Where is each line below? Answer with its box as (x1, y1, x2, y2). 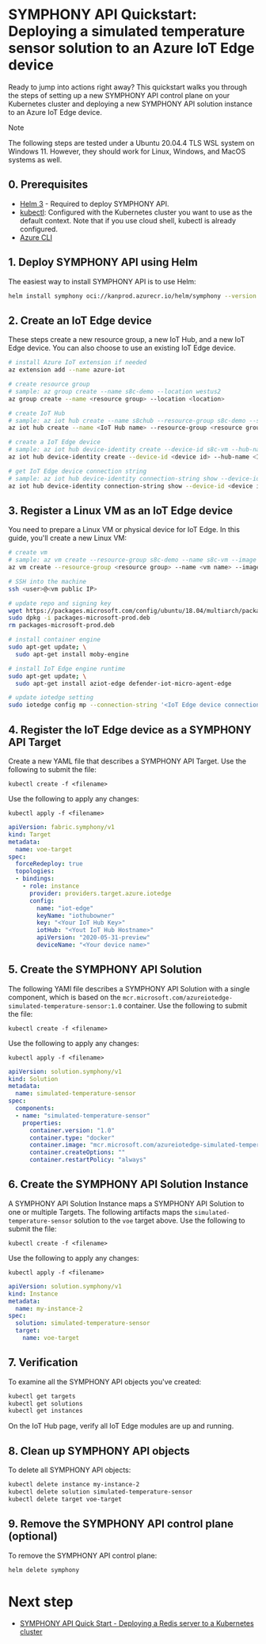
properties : (22, 1119, 62, 1127)
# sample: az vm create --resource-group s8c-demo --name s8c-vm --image (8, 556, 257, 564)
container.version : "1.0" (28, 1126, 115, 1134)
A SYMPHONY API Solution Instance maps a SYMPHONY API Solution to (8, 1198, 245, 1208)
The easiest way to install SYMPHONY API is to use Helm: (8, 276, 196, 286)
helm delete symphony (8, 1566, 80, 1574)
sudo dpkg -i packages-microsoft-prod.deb (8, 614, 150, 622)
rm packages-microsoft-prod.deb (8, 622, 115, 630)
